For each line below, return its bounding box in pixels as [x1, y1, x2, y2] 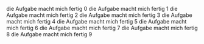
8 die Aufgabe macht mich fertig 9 [6, 31, 93, 38]
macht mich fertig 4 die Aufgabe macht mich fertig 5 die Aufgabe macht [6, 18, 187, 25]
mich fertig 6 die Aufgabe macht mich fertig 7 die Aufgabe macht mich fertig [6, 24, 198, 31]
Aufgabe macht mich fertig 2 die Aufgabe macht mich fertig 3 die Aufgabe [6, 11, 193, 19]
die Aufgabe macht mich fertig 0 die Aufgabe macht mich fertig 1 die [6, 5, 178, 12]
